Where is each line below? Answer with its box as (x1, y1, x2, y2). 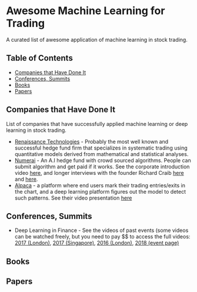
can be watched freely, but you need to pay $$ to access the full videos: (14, 233, 191, 240)
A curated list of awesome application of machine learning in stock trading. (6, 36, 188, 43)
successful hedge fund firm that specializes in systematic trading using (14, 144, 188, 151)
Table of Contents (6, 53, 74, 63)
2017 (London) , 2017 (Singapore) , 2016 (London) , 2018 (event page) (14, 240, 179, 247)
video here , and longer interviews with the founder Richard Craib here (14, 169, 184, 176)
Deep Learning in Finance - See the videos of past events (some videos (14, 227, 189, 234)
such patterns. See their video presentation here (14, 194, 132, 201)
